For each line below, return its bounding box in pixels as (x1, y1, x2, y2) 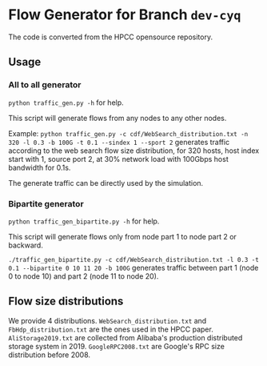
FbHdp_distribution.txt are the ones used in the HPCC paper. (8, 324, 213, 334)
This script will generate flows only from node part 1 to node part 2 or (8, 231, 237, 241)
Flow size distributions (8, 295, 124, 308)
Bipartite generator (8, 198, 84, 209)
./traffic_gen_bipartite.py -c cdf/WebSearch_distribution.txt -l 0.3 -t (8, 255, 260, 263)
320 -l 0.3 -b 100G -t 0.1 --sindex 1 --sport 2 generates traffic (8, 137, 230, 147)
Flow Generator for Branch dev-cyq (8, 6, 241, 24)
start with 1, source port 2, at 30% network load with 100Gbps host (8, 154, 229, 163)
